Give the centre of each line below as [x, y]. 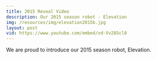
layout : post [22, 28]
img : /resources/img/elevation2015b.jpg [56, 22]
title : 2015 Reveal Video [37, 11]
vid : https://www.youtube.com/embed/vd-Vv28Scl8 [66, 33]
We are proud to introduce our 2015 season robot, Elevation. [79, 50]
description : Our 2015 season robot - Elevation [66, 17]
